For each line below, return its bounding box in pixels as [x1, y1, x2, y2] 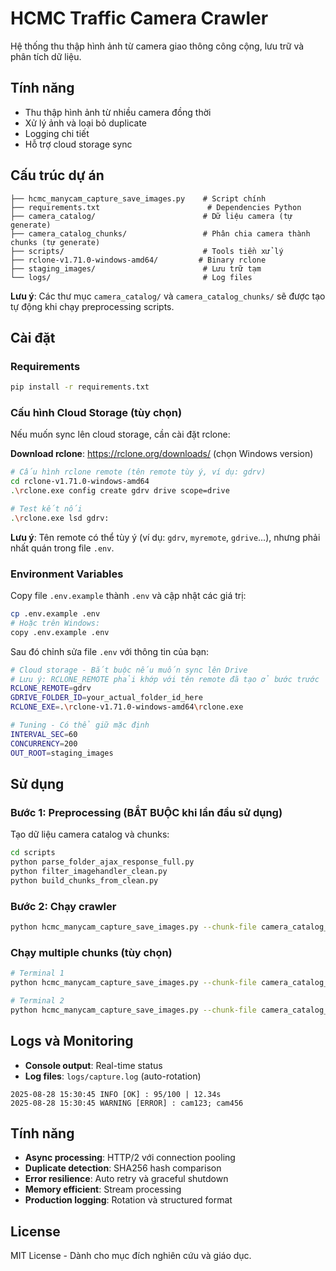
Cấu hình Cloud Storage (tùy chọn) [10, 406, 183, 420]
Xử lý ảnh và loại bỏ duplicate [24, 117, 147, 129]
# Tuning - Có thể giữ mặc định [10, 720, 150, 731]
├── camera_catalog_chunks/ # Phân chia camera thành [10, 228, 311, 239]
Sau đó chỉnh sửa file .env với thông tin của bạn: [10, 645, 210, 657]
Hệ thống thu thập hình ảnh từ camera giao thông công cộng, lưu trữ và [10, 40, 305, 52]
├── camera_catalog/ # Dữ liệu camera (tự [10, 211, 293, 221]
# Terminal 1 [10, 968, 65, 979]
